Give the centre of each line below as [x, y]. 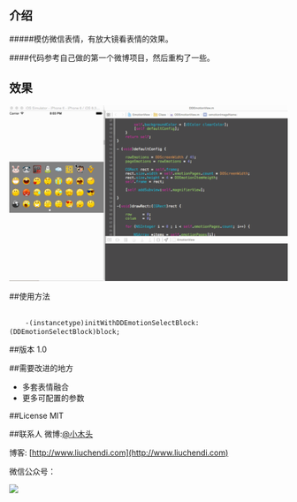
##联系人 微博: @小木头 [51, 434]
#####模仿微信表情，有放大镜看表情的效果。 [91, 39]
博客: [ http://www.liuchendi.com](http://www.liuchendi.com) [119, 453]
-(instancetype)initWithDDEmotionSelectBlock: [112, 323]
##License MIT [37, 415]
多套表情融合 [45, 386]
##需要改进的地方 [41, 368]
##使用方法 [30, 296]
